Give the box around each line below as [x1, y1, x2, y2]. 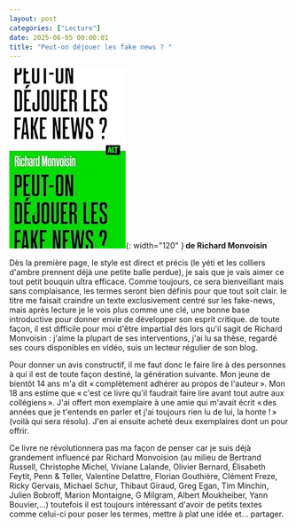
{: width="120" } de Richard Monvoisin [125, 240, 268, 251]
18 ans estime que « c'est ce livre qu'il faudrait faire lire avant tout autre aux [9, 388, 285, 398]
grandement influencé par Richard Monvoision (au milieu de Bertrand [9, 453, 261, 463]
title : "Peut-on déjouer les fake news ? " [9, 43, 173, 51]
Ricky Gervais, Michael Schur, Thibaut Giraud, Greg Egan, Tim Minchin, [9, 480, 269, 492]
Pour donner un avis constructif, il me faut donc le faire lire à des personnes [9, 359, 286, 370]
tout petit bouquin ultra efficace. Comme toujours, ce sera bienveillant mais [9, 276, 284, 288]
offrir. [9, 426, 29, 437]
